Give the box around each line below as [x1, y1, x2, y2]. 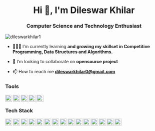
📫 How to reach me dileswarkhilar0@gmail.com [12, 69, 115, 75]
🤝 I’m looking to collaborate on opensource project [12, 59, 118, 65]
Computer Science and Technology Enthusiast [26, 23, 142, 30]
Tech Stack [5, 107, 33, 114]
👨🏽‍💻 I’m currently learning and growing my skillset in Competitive [12, 44, 150, 50]
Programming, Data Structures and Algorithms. [12, 49, 113, 55]
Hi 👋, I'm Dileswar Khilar [33, 5, 135, 16]
